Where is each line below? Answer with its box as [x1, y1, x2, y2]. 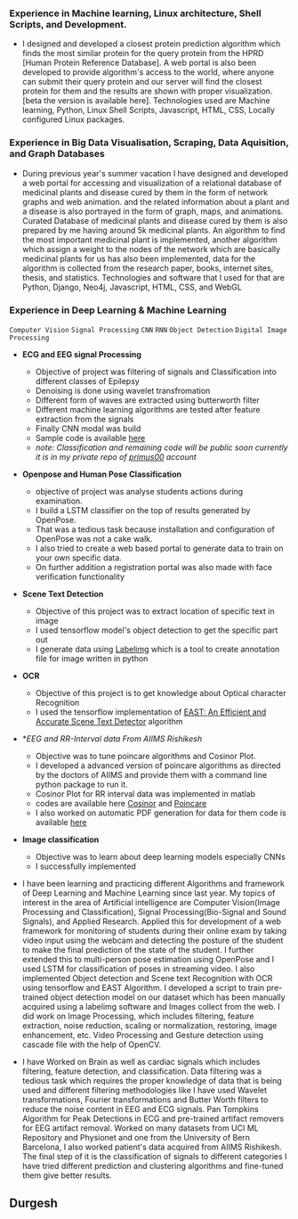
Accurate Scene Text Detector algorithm [35, 716, 184, 726]
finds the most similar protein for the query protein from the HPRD [21, 48, 264, 59]
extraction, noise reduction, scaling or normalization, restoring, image [21, 1019, 278, 1031]
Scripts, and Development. [9, 18, 127, 30]
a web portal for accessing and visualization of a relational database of [21, 177, 282, 188]
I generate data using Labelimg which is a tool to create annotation [35, 643, 280, 654]
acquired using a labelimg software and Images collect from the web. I [21, 1001, 280, 1011]
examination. [35, 495, 83, 506]
